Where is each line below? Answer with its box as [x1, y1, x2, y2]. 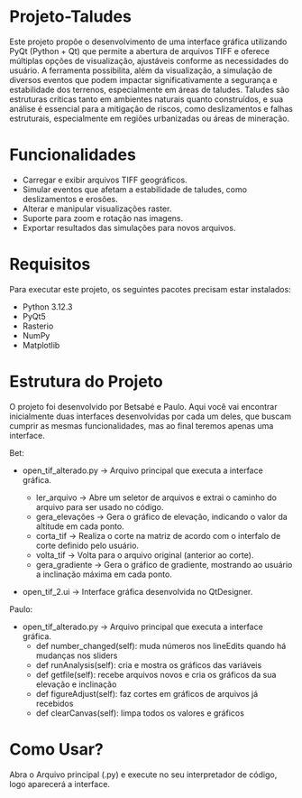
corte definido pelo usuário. [35, 540, 140, 551]
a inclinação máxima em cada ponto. [35, 569, 173, 580]
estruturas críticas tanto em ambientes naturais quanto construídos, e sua [9, 93, 284, 105]
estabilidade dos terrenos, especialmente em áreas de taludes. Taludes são [9, 84, 290, 95]
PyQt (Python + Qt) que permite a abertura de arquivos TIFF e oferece [9, 45, 270, 56]
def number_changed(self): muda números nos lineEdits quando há [35, 640, 287, 651]
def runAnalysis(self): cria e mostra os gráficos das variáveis [35, 659, 262, 670]
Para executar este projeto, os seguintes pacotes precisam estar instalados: [9, 283, 291, 294]
